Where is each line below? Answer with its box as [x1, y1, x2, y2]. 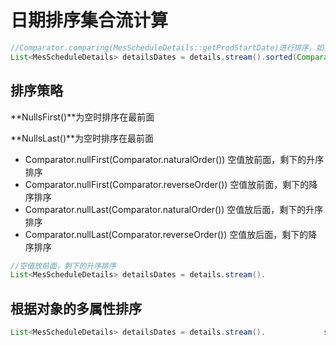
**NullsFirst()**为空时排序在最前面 [10, 111, 155, 123]
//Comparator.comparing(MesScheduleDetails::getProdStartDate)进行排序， [10, 42, 317, 53]
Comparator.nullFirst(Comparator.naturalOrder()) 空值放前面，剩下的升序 [24, 153, 325, 165]
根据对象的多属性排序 [10, 300, 142, 317]
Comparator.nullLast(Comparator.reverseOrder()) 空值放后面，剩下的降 [24, 228, 318, 240]
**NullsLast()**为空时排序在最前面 [10, 132, 155, 144]
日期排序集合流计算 [10, 9, 169, 32]
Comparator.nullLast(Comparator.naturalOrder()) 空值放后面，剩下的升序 [24, 203, 324, 215]
